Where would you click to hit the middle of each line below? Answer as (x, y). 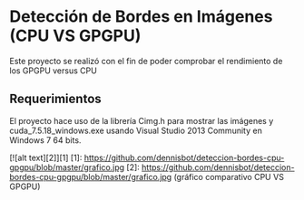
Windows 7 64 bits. (45, 140)
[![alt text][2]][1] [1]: (46, 157)
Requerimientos (55, 99)
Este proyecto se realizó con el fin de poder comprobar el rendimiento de (146, 61)
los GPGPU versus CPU (53, 71)
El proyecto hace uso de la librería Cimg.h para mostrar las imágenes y (142, 120)
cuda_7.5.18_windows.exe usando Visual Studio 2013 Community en (136, 130)
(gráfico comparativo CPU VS (229, 176)
